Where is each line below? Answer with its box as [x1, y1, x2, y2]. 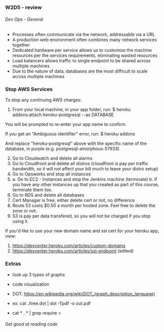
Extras [5, 260, 21, 267]
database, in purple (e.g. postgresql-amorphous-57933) [5, 146, 120, 152]
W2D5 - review [5, 4, 42, 11]
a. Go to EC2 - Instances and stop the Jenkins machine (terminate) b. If [12, 176, 157, 182]
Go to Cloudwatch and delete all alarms [12, 155, 93, 162]
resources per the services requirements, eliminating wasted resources [12, 52, 158, 58]
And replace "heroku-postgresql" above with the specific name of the [5, 140, 147, 147]
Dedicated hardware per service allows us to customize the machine [12, 47, 152, 53]
